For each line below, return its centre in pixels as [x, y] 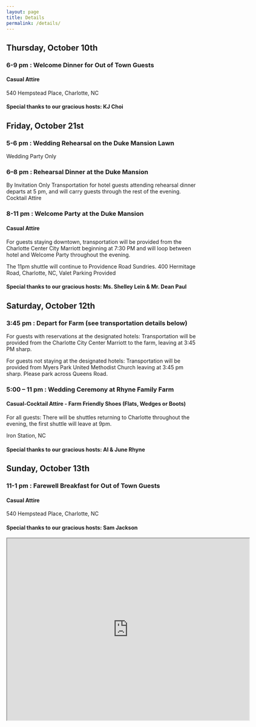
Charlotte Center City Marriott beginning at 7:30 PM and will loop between [99, 248]
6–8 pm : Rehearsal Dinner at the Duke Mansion [77, 172]
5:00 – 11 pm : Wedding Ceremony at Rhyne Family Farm [90, 389]
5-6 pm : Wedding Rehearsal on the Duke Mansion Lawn [90, 143]
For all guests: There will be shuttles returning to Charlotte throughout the [98, 417]
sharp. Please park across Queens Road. [57, 374]
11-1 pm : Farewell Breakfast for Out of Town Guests [83, 486]
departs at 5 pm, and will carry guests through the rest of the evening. [94, 192]
